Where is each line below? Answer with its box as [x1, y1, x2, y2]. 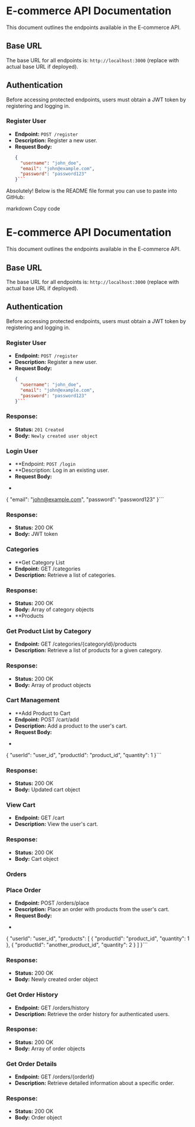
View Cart [6, 801, 36, 809]
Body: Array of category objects [14, 606, 94, 613]
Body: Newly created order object [14, 976, 98, 983]
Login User [6, 446, 39, 455]
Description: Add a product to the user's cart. [14, 722, 127, 729]
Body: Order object [14, 1114, 62, 1121]
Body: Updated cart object [14, 786, 81, 793]
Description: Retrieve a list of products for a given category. [14, 647, 162, 654]
